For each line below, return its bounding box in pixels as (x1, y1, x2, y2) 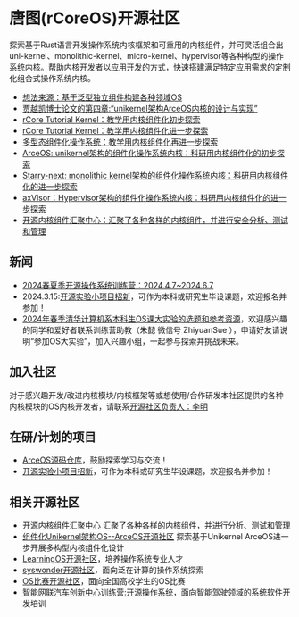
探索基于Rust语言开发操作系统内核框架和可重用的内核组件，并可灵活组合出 (9, 39, 284, 50)
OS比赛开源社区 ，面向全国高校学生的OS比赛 (21, 576, 186, 587)
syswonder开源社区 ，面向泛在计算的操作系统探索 (21, 564, 204, 576)
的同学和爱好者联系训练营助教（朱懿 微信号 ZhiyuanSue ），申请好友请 (21, 324, 280, 335)
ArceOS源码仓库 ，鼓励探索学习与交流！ (21, 454, 169, 465)
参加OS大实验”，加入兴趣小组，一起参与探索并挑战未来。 (33, 336, 244, 346)
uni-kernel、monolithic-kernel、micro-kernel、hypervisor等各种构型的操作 (9, 50, 284, 61)
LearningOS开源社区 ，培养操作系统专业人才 (21, 554, 184, 564)
